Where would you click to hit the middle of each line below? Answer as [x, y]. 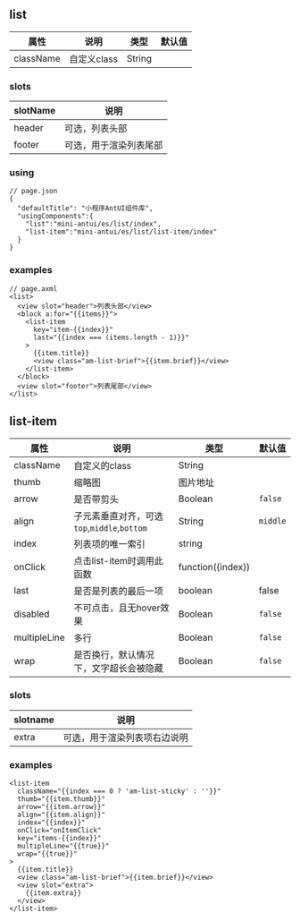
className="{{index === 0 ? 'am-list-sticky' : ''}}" [119, 791]
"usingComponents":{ [55, 217]
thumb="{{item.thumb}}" [61, 799]
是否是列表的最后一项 [118, 591]
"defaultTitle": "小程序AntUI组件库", [85, 209]
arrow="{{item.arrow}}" [61, 807]
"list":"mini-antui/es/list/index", [94, 224]
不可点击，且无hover [117, 608]
